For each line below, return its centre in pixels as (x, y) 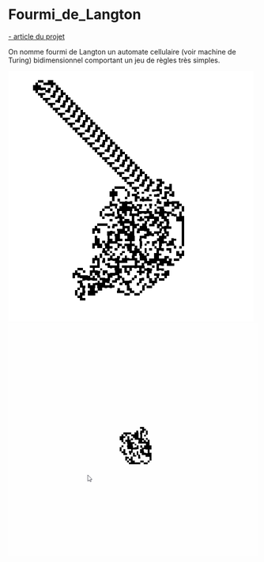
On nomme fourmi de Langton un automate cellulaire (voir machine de (122, 51)
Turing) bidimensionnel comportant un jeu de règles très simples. (114, 60)
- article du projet (37, 36)
